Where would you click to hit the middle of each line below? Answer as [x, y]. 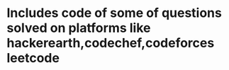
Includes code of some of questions [114, 13]
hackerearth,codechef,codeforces [111, 43]
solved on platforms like [79, 28]
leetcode [33, 58]
